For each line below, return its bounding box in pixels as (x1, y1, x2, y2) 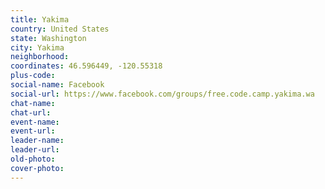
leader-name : (10, 136, 65, 146)
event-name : (10, 117, 60, 127)
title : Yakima (10, 14, 70, 25)
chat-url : (10, 107, 52, 118)
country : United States (10, 24, 110, 34)
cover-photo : (10, 163, 65, 173)
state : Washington (10, 33, 87, 43)
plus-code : (10, 71, 56, 81)
